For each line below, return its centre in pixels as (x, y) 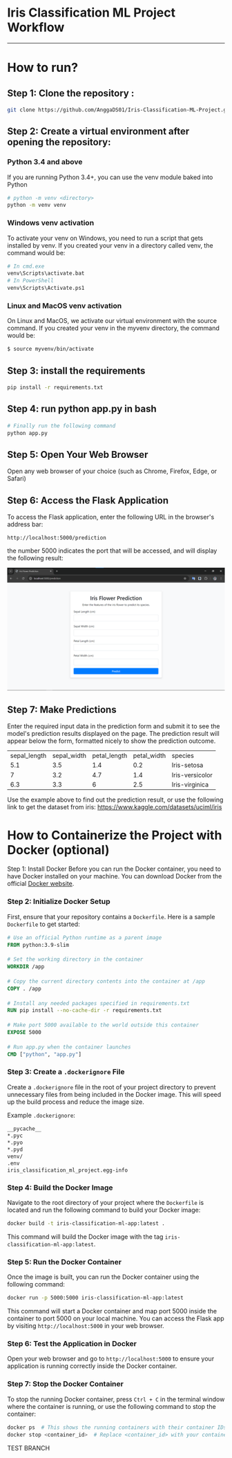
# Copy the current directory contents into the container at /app (106, 981)
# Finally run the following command (61, 426)
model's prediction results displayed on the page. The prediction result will (113, 734)
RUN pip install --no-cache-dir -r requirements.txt (85, 1011)
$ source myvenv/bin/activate (51, 349)
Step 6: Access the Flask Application (88, 500)
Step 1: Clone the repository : (71, 93)
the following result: (35, 558)
